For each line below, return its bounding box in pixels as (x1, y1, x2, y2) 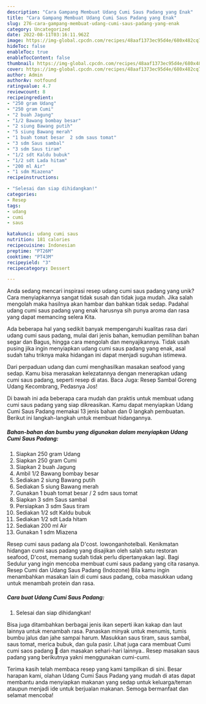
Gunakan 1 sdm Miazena (15, 528, 78, 536)
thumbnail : (7, 60, 35, 66)
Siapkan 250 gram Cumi (15, 457, 77, 464)
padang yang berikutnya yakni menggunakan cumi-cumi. (7, 654, 151, 661)
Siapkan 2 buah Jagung (15, 463, 76, 471)
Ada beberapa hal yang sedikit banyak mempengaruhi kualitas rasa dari (7, 325, 188, 333)
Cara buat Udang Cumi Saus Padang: (7, 594, 105, 601)
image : (7, 37, 24, 44)
